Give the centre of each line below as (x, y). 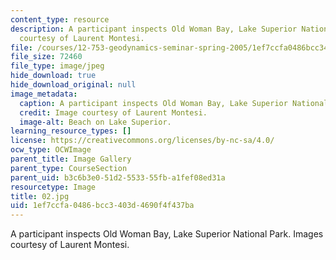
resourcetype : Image (53, 187)
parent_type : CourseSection (69, 168)
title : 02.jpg (40, 196)
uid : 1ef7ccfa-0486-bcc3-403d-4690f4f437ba (102, 206)
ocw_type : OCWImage (51, 150)
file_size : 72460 (46, 57)
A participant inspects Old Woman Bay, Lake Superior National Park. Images (167, 234)
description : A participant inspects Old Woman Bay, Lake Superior (154, 29)
